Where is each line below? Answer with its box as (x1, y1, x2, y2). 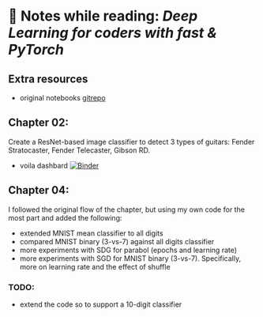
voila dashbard (19, 160, 69, 170)
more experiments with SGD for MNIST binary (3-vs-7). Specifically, (19, 253, 242, 263)
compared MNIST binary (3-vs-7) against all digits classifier (19, 236, 215, 246)
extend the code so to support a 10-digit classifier (19, 300, 182, 309)
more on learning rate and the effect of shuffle (19, 262, 171, 271)
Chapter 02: (8, 116, 69, 130)
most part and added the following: (8, 213, 122, 222)
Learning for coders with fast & (8, 24, 217, 42)
